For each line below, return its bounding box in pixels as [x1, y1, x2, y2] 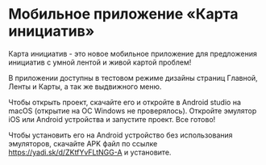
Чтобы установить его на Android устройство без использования [8, 130, 233, 140]
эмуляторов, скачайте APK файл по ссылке [8, 138, 158, 148]
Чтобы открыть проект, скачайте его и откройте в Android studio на [8, 97, 242, 107]
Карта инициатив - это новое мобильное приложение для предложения [8, 49, 258, 58]
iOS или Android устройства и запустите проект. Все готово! [8, 114, 216, 124]
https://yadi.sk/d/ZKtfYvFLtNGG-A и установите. [8, 147, 172, 157]
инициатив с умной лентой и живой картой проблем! [8, 57, 192, 67]
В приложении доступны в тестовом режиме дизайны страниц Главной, [8, 73, 258, 82]
